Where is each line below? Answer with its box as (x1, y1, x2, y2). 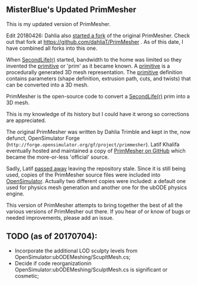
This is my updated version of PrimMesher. (6, 20, 111, 27)
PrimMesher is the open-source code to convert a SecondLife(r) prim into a (6, 92, 190, 100)
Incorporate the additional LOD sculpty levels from (14, 247, 138, 254)
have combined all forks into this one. (6, 44, 98, 52)
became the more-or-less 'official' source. (6, 153, 109, 161)
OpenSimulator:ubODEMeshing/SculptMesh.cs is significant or (14, 266, 168, 273)
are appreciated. (6, 117, 46, 124)
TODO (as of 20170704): (6, 231, 98, 242)
